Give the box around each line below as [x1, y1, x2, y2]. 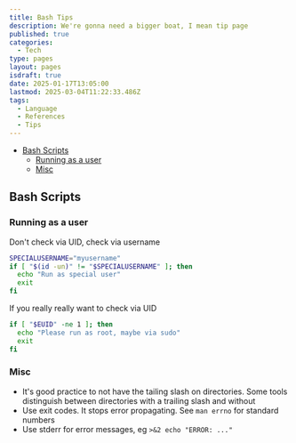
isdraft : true [9, 71, 62, 80]
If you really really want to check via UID [9, 303, 157, 314]
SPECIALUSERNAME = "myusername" [9, 254, 122, 262]
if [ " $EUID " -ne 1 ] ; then [9, 320, 114, 329]
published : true [9, 29, 69, 38]
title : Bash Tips [9, 12, 74, 22]
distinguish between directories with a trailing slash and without [21, 395, 256, 406]
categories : [9, 37, 53, 47]
